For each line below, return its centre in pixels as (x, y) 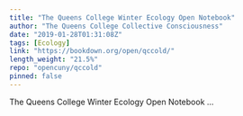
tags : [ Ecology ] (40, 43)
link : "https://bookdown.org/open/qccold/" (92, 51)
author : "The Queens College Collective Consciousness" (116, 26)
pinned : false (36, 76)
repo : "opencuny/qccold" (56, 68)
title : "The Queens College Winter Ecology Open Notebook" (122, 18)
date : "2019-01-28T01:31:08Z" (66, 34)
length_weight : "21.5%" (54, 59)
